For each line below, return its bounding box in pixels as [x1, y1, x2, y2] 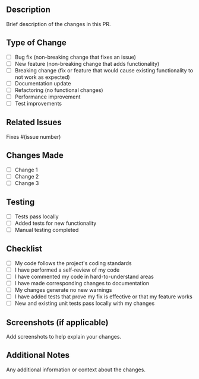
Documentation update [14, 79, 71, 87]
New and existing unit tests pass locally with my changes [14, 300, 155, 307]
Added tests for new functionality [14, 219, 97, 227]
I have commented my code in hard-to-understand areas [14, 273, 154, 280]
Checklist [6, 244, 43, 254]
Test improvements [14, 100, 62, 107]
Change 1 [14, 166, 38, 173]
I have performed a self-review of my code [14, 266, 120, 273]
